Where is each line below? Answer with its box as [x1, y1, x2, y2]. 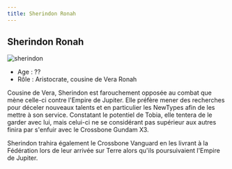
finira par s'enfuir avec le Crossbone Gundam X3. [7, 126, 149, 134]
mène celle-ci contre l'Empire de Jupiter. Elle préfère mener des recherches [7, 96, 225, 104]
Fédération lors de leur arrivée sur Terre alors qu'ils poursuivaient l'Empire [7, 147, 221, 155]
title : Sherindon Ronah [7, 10, 77, 17]
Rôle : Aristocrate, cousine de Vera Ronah [17, 75, 137, 83]
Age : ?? [17, 67, 41, 77]
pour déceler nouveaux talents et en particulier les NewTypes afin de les [7, 104, 215, 112]
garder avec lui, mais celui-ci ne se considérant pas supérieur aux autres [7, 118, 217, 127]
